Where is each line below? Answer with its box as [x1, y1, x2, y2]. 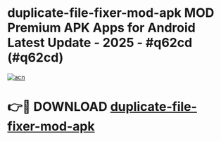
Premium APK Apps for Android [7, 20, 196, 36]
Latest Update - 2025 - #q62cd [7, 35, 193, 51]
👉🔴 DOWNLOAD [7, 99, 108, 115]
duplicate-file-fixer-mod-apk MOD [7, 5, 215, 21]
